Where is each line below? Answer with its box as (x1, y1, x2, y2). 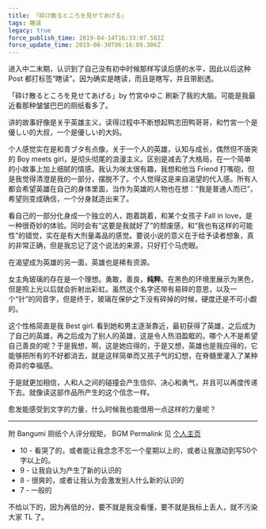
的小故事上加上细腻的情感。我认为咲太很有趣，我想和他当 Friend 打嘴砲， (8, 164, 248, 174)
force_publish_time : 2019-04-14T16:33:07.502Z (8, 33, 165, 42)
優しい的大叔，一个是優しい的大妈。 (8, 128, 127, 137)
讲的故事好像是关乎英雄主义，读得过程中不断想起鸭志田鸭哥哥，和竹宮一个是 (8, 118, 258, 127)
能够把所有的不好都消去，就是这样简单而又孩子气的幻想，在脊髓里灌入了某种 (8, 351, 258, 361)
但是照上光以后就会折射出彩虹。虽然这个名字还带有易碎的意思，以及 (8, 284, 230, 294)
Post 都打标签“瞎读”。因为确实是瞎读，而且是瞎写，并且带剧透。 (8, 74, 218, 83)
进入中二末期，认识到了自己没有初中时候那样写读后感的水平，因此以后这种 (8, 64, 251, 74)
